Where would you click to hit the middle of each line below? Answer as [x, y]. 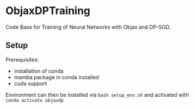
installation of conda [39, 71]
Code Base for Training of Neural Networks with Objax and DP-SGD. [88, 27]
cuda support [30, 83]
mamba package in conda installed [57, 77]
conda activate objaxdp [35, 100]
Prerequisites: [22, 59]
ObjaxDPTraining [48, 11]
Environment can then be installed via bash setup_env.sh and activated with [97, 94]
